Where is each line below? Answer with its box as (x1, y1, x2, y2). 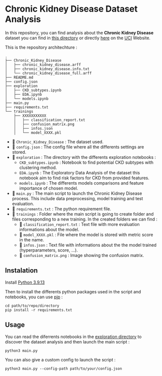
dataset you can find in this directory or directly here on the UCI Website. (5, 35, 151, 41)
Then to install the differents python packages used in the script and (5, 289, 141, 294)
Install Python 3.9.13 (5, 279, 45, 285)
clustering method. (19, 164, 57, 171)
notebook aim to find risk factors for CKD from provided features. (19, 175, 150, 181)
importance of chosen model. (19, 185, 78, 191)
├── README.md (5, 75, 34, 80)
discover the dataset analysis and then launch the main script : (5, 339, 130, 344)
